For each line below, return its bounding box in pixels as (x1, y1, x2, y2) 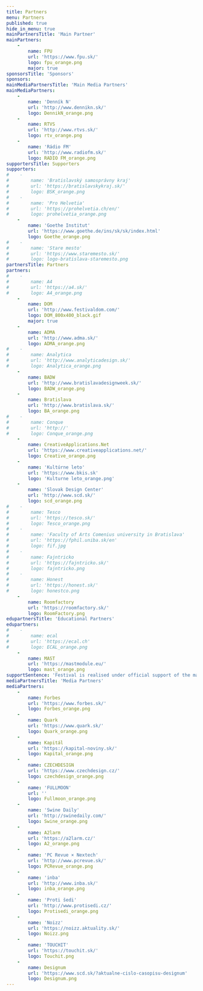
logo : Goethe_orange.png (28, 233, 91, 239)
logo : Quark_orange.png (28, 728, 88, 735)
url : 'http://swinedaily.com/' (28, 813, 107, 819)
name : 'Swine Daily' (28, 807, 80, 813)
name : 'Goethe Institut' (28, 223, 91, 229)
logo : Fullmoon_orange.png (28, 796, 96, 802)
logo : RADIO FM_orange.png (28, 155, 96, 161)
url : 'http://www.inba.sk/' (28, 880, 98, 886)
